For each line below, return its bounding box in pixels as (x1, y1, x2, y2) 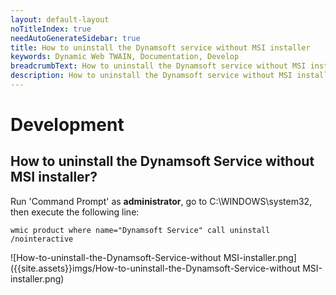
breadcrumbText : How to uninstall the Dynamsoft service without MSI (10, 61, 307, 71)
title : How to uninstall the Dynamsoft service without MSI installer (10, 42, 311, 53)
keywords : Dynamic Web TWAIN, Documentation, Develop (10, 52, 240, 62)
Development (10, 114, 125, 136)
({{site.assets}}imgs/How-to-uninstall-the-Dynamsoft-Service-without (10, 262, 301, 274)
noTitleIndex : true (10, 24, 92, 34)
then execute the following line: (10, 206, 140, 218)
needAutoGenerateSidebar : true (10, 33, 141, 43)
